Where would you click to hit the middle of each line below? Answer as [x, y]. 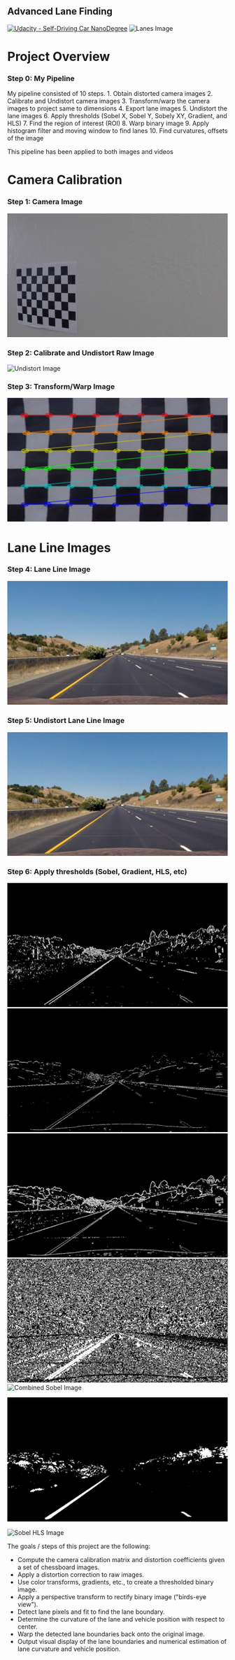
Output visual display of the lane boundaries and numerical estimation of [122, 1641]
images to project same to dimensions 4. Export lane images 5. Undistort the [117, 108]
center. [28, 1626]
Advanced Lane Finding [60, 12]
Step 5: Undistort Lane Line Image [66, 721]
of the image [26, 138]
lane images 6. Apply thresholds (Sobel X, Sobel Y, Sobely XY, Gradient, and [117, 116]
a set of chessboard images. [58, 1567]
